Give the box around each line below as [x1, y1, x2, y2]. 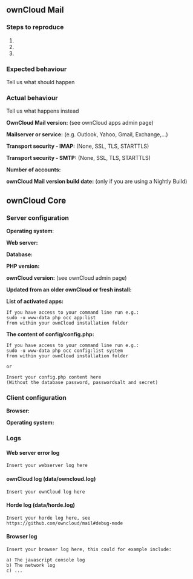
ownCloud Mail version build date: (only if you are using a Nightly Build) [6, 178, 188, 185]
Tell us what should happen [6, 78, 75, 85]
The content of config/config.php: [6, 330, 95, 338]
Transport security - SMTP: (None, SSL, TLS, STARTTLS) [6, 154, 151, 162]
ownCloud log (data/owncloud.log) [6, 475, 96, 482]
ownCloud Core [6, 195, 67, 205]
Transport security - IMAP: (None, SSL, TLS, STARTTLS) [6, 142, 149, 150]
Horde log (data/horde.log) [6, 501, 76, 509]
